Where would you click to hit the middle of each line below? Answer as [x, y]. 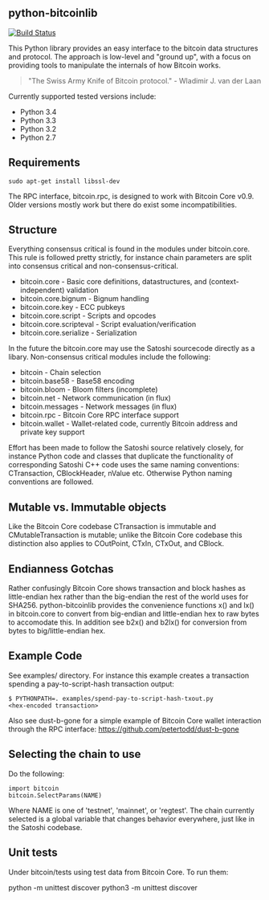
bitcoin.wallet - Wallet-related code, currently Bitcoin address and [129, 424]
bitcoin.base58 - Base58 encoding [77, 381]
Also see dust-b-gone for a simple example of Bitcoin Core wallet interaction [135, 720]
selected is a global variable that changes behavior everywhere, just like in [132, 819]
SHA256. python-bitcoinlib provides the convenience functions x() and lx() [131, 605]
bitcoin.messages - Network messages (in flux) [98, 407]
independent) [42, 290]
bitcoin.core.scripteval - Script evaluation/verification [108, 324]
